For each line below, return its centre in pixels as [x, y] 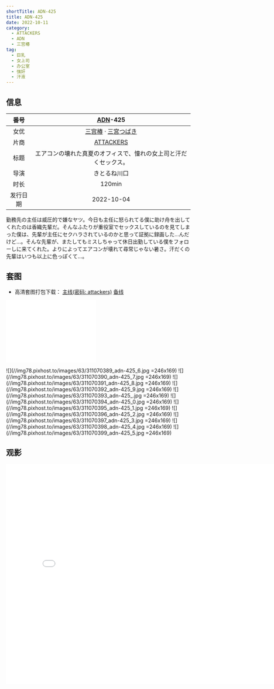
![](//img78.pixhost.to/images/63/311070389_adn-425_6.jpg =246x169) [92, 371]
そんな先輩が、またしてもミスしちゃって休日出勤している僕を [100, 242]
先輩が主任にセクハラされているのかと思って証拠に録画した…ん [108, 234]
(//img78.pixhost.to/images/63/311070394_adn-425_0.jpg [76, 402]
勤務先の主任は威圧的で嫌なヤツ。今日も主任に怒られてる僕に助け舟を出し [96, 219]
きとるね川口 [111, 173]
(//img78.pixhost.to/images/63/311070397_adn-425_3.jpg [75, 420]
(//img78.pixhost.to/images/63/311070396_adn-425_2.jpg [76, 414]
